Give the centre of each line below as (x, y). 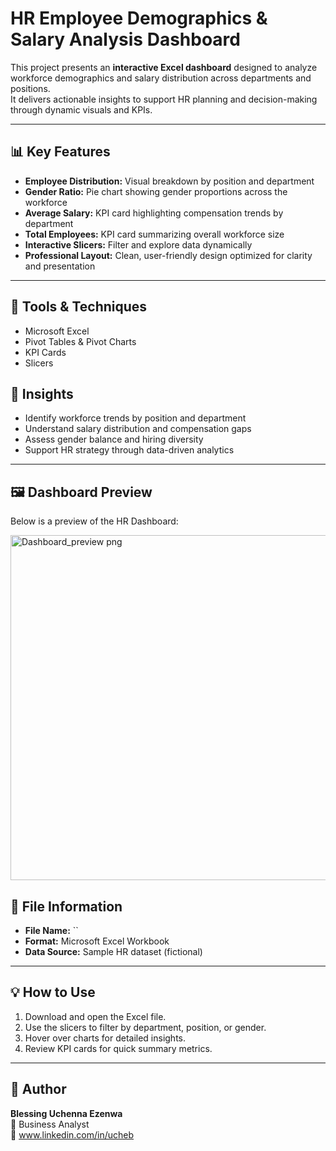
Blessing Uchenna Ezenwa (66, 1113)
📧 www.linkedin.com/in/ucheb (72, 1134)
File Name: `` (51, 930)
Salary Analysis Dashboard (125, 39)
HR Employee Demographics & (139, 18)
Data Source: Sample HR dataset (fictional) (113, 951)
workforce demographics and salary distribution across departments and (161, 78)
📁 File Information (66, 906)
